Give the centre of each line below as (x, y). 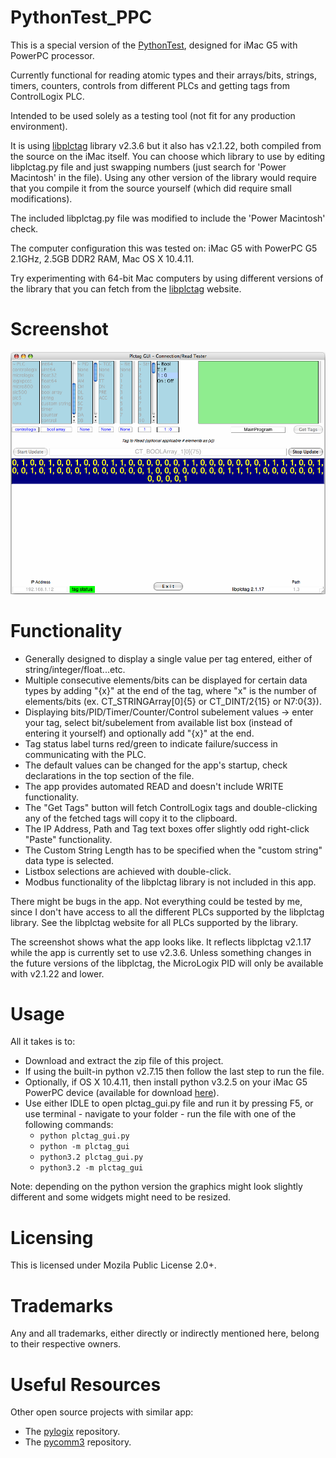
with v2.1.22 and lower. (57, 973)
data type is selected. (69, 860)
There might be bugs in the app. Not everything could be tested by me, (156, 901)
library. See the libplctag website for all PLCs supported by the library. (154, 922)
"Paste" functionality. (68, 839)
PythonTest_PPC (81, 17)
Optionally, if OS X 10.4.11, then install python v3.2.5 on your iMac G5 (166, 1082)
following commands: (69, 1125)
